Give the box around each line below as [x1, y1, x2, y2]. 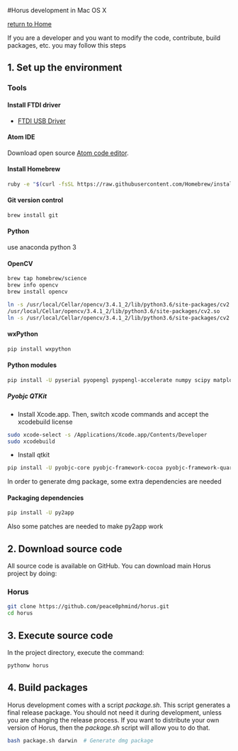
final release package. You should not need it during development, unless [7, 708, 222, 717]
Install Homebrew [7, 165, 61, 174]
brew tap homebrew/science [7, 275, 87, 282]
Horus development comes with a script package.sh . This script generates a [7, 701, 231, 709]
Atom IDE [7, 133, 35, 142]
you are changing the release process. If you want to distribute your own [7, 715, 220, 724]
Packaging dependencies [7, 494, 84, 502]
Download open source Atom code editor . [7, 149, 129, 157]
